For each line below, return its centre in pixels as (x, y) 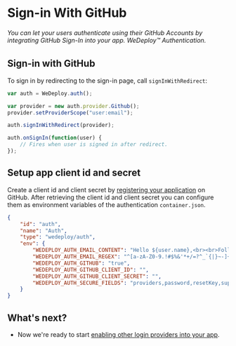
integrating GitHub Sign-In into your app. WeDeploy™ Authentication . (107, 40)
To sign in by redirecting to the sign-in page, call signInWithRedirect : (107, 80)
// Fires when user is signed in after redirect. (94, 145)
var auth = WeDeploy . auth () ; (50, 93)
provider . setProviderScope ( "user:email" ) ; (70, 113)
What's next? (37, 318)
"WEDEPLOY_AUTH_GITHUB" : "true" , (81, 263)
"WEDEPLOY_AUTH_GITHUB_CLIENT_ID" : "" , (91, 270)
